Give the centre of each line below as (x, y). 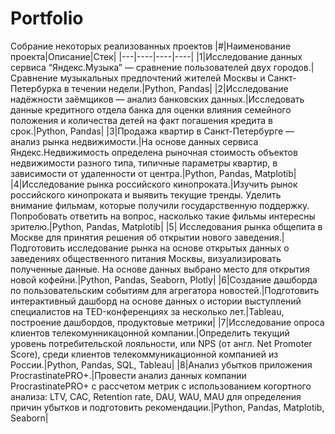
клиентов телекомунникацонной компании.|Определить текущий (150, 333)
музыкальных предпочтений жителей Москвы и (162, 78)
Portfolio (47, 18)
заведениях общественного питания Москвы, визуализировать (146, 258)
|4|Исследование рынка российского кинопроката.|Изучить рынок (154, 184)
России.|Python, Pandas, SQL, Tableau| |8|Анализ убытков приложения (161, 364)
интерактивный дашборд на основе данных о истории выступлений (156, 301)
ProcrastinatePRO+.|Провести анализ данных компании (128, 375)
